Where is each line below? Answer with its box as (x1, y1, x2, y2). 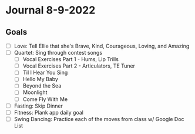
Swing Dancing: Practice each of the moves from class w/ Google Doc (14, 115, 184, 122)
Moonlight (22, 89, 48, 96)
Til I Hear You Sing (22, 69, 68, 76)
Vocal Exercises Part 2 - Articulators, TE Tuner (22, 62, 136, 69)
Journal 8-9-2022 (5, 4, 96, 17)
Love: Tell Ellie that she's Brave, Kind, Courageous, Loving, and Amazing (14, 42, 190, 49)
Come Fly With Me (22, 95, 68, 103)
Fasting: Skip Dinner (14, 102, 63, 109)
